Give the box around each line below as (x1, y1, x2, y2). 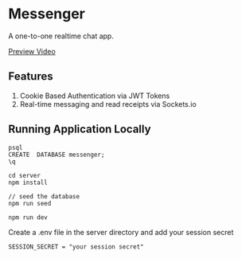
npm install (8, 179, 48, 186)
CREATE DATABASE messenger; (8, 151, 105, 159)
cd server (8, 171, 41, 179)
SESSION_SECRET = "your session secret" (8, 242, 145, 251)
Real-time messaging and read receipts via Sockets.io (19, 99, 197, 108)
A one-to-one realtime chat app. (8, 31, 114, 41)
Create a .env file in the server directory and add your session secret (8, 227, 234, 237)
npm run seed (8, 199, 52, 207)
